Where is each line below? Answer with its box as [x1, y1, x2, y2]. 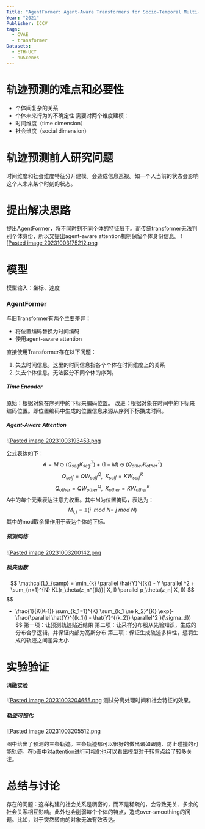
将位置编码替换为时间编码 [15, 327, 80, 335]
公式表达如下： [6, 449, 44, 456]
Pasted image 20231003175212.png [8, 239, 98, 247]
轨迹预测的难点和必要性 [6, 83, 124, 97]
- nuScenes [12, 54, 40, 61]
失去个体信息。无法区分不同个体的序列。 [15, 368, 117, 376]
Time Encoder [6, 383, 43, 390]
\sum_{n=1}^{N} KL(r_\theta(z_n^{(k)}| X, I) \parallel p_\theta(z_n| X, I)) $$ [10, 586, 195, 593]
